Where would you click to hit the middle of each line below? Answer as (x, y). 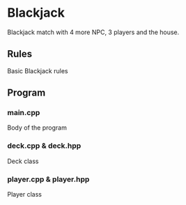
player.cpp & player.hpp (48, 179)
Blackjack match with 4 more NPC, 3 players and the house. (93, 32)
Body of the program (37, 128)
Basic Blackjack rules (38, 70)
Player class (24, 195)
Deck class (23, 161)
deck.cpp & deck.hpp (44, 146)
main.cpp (24, 113)
